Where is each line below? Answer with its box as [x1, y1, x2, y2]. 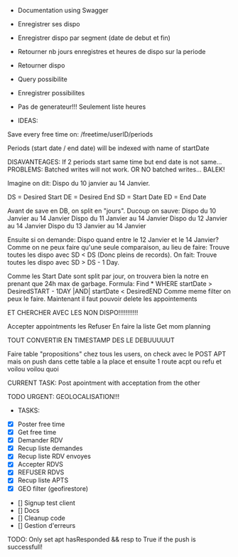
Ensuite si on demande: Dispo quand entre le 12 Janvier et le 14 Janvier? [7, 235, 219, 244]
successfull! [7, 542, 43, 551]
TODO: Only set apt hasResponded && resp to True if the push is [7, 535, 197, 543]
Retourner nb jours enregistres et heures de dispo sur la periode [17, 48, 206, 55]
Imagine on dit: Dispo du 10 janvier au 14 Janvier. [7, 179, 151, 187]
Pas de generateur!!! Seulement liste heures [17, 102, 146, 111]
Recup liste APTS [17, 476, 69, 484]
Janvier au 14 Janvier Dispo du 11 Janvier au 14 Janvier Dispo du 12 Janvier [7, 214, 227, 223]
